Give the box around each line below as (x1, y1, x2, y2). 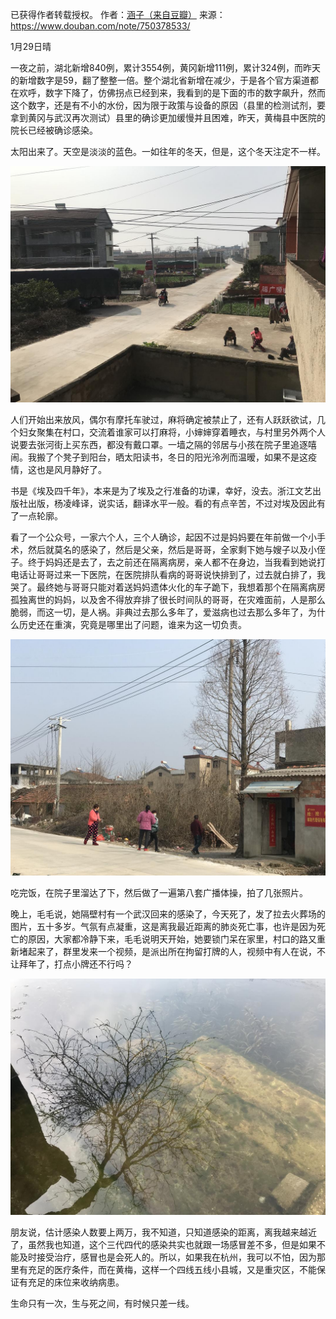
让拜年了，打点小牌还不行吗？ (10, 958, 133, 970)
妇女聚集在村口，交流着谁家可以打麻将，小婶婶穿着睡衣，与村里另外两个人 (18, 426, 326, 438)
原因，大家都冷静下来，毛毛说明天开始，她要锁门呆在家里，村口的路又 (27, 933, 317, 945)
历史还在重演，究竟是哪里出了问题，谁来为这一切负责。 (18, 619, 247, 630)
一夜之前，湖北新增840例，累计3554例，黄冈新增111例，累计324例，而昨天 (10, 62, 321, 73)
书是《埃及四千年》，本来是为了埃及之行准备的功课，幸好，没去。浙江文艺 (10, 485, 313, 497)
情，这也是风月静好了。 (10, 464, 107, 475)
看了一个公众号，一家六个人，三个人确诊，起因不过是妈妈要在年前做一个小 (10, 531, 317, 543)
